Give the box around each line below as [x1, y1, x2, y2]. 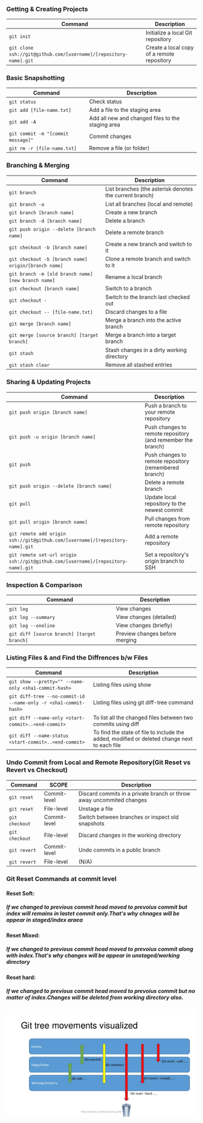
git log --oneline [8, 623, 56, 629]
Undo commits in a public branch [78, 846, 161, 853]
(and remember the [144, 436, 193, 444]
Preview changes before [115, 630, 176, 637]
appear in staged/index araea [6, 916, 83, 924]
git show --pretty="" [8, 679, 63, 685]
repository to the [144, 500, 186, 507]
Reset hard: [6, 974, 36, 981]
